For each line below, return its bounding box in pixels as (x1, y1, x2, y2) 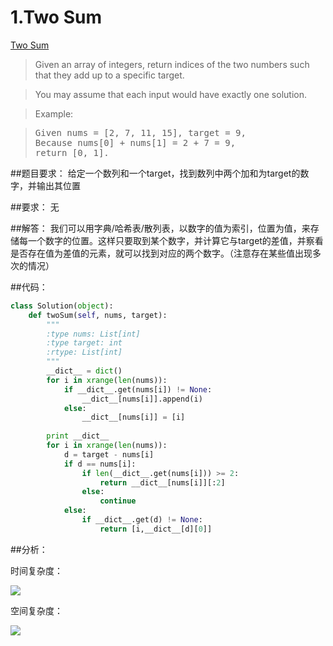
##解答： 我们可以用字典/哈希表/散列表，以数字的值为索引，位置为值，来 (10, 222, 311, 234)
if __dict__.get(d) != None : (81, 515, 203, 525)
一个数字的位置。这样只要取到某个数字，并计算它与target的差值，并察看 (27, 234, 324, 246)
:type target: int (46, 338, 123, 348)
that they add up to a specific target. (34, 69, 185, 81)
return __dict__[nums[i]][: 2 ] (99, 477, 226, 488)
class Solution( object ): (10, 301, 114, 311)
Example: (34, 107, 74, 120)
